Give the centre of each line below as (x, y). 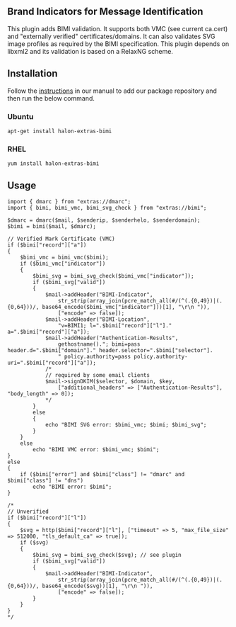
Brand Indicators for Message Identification (105, 12)
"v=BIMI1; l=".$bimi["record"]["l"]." (115, 326)
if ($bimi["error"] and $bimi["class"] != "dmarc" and (102, 475)
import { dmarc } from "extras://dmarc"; (69, 202)
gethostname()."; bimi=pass (99, 344)
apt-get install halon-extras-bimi (60, 131)
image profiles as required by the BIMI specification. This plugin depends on (118, 44)
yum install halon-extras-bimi (53, 164)
